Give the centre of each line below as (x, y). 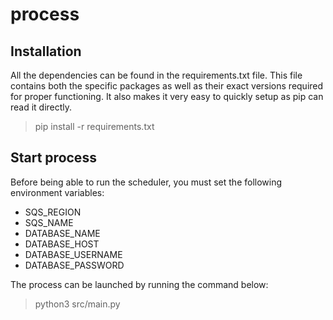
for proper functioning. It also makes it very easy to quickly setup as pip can (167, 96)
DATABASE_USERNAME (73, 254)
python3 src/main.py (77, 304)
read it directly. (41, 107)
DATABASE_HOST (62, 244)
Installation (46, 51)
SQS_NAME (49, 222)
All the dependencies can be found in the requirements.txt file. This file (156, 75)
